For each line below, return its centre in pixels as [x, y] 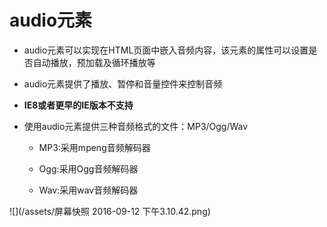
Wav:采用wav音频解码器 [88, 190]
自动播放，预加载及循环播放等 [94, 62]
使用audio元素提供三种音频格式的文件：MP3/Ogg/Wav [136, 126]
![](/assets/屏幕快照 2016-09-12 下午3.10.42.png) [110, 211]
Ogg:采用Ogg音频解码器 [88, 168]
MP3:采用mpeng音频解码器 [94, 147]
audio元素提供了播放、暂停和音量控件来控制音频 [123, 83]
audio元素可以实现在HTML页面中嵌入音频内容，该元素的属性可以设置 [166, 50]
